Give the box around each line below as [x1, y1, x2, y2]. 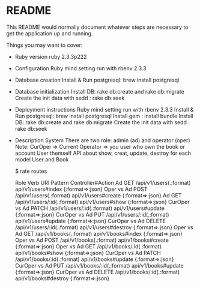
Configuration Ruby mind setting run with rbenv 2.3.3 [14, 64, 147, 72]
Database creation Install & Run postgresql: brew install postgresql [14, 76, 180, 83]
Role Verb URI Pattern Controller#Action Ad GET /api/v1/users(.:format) [14, 179, 191, 186]
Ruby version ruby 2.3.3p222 [14, 53, 87, 60]
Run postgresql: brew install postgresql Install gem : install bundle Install [14, 112, 194, 119]
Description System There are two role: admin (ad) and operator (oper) [14, 136, 190, 144]
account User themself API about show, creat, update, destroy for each [14, 149, 191, 157]
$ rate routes [14, 167, 47, 175]
